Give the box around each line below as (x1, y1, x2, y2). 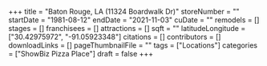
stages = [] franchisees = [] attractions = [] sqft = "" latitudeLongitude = (8, 24, 246, 33)
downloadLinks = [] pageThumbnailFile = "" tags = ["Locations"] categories (8, 41, 258, 50)
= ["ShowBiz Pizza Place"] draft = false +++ (8, 49, 154, 58)
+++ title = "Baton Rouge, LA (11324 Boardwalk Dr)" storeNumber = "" (8, 7, 240, 16)
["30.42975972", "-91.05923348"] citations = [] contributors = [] (8, 32, 221, 41)
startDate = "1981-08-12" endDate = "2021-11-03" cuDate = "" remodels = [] (8, 15, 260, 25)
